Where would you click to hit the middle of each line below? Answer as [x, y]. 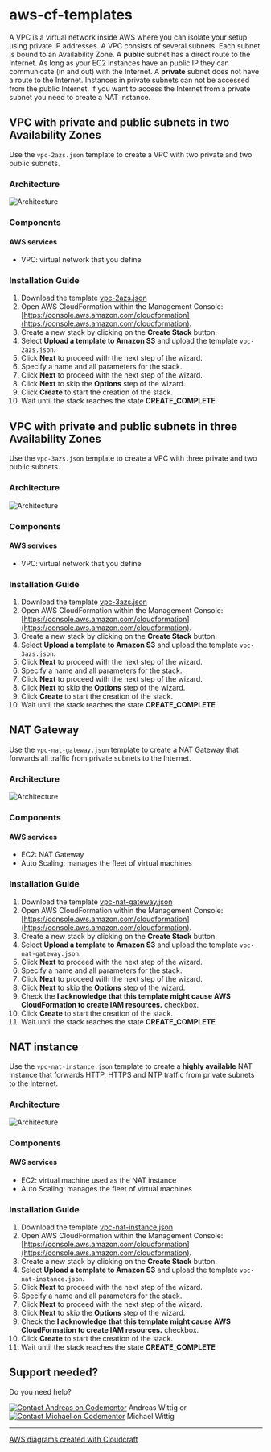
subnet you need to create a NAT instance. [80, 97]
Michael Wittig [151, 1416]
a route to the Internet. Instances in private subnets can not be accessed [129, 80]
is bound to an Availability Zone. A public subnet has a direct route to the [130, 54]
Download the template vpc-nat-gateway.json [96, 902]
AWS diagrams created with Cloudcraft [74, 1439]
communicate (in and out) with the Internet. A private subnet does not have [134, 71]
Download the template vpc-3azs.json [84, 602]
